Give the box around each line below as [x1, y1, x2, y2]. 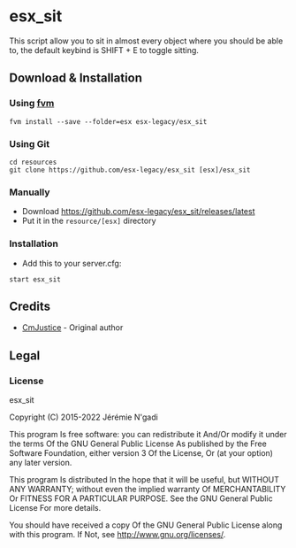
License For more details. [9, 503, 102, 513]
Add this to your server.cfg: [21, 258, 122, 268]
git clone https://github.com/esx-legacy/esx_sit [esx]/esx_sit [9, 166, 251, 174]
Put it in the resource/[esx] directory [21, 215, 156, 227]
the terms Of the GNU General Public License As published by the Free [9, 438, 267, 449]
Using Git [9, 137, 50, 150]
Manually [9, 186, 50, 198]
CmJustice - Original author [21, 322, 124, 333]
